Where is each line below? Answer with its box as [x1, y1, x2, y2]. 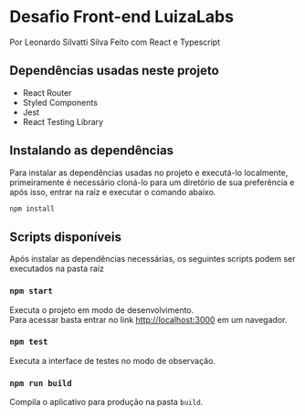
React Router [22, 87, 72, 98]
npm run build [9, 378, 72, 389]
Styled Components [22, 97, 99, 108]
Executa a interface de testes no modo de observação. [9, 355, 216, 366]
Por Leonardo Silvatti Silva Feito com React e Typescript [9, 36, 221, 47]
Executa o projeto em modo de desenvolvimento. [9, 304, 195, 316]
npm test [9, 337, 48, 348]
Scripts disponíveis [9, 229, 121, 244]
